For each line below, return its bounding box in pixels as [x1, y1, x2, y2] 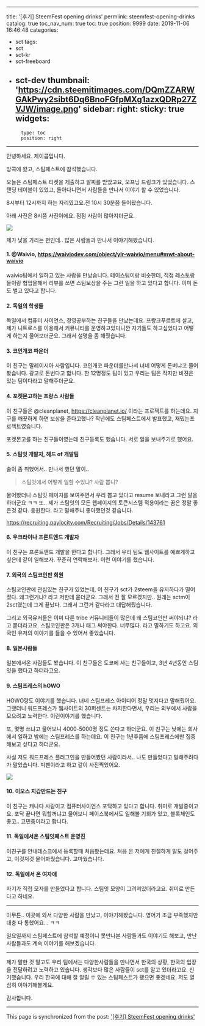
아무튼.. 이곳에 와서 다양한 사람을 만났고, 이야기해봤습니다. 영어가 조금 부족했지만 [6, 912, 198, 919]
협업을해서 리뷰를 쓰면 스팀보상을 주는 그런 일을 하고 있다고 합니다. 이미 [22, 279, 192, 287]
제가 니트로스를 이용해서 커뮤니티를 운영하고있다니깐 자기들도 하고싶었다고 [6, 325, 183, 332]
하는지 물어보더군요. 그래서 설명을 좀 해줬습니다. [12, 332, 127, 339]
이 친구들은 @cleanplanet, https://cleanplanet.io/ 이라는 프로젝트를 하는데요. [6, 407, 192, 415]
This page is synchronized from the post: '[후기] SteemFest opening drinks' [6, 1013, 195, 1020]
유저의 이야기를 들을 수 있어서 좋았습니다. [17, 629, 116, 637]
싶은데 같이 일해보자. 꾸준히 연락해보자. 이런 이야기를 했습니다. [6, 556, 154, 563]
